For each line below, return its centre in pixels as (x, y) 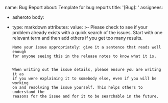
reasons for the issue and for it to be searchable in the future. (85, 96)
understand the (28, 92)
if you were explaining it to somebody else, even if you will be (84, 79)
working (20, 83)
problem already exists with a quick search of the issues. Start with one (87, 32)
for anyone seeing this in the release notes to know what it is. (84, 56)
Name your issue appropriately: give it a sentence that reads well (87, 47)
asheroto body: (28, 17)
